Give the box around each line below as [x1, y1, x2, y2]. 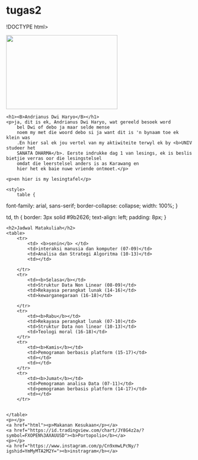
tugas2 [6, 4, 41, 17]
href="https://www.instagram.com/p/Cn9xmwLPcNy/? [14, 443, 139, 449]
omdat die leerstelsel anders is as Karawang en [17, 161, 139, 167]
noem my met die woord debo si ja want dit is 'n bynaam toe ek [17, 129, 179, 135]
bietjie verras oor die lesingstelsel [6, 155, 102, 161]
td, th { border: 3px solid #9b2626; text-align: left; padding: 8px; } [6, 213, 167, 221]
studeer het [6, 145, 36, 151]
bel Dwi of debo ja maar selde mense [17, 124, 110, 130]
